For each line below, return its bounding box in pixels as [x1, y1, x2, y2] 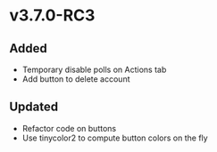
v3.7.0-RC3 [9, 5, 96, 26]
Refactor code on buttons [21, 123, 117, 133]
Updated [9, 100, 59, 115]
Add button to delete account [21, 74, 131, 84]
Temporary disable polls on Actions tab [21, 64, 167, 75]
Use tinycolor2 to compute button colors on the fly [21, 132, 208, 143]
